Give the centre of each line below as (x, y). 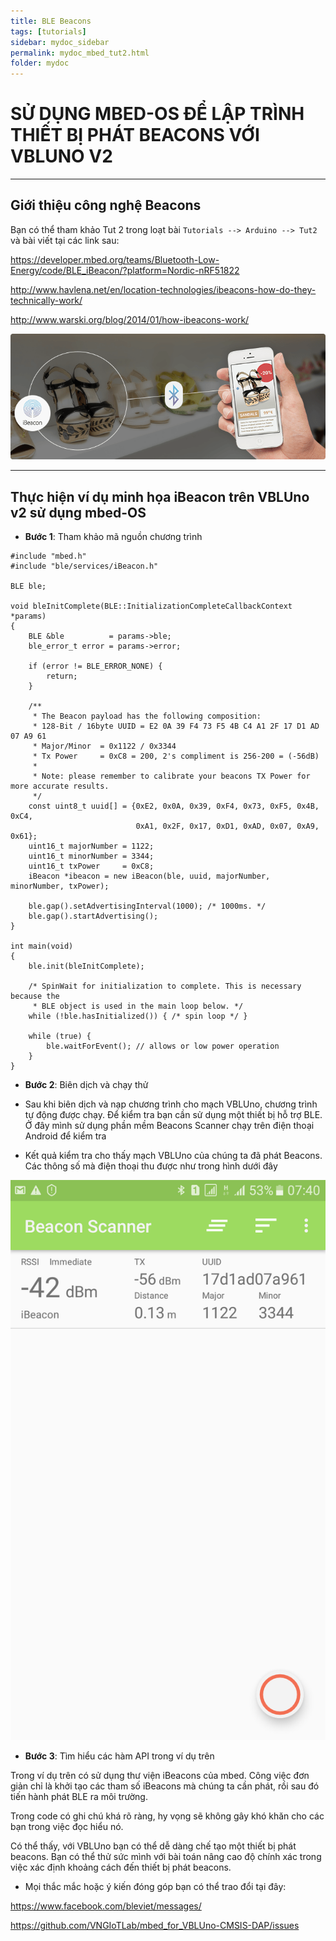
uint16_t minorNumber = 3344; (91, 856)
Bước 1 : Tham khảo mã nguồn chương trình (113, 537)
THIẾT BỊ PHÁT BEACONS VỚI (135, 135)
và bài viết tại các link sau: (65, 240)
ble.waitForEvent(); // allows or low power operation (163, 1046)
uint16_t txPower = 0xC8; (91, 866)
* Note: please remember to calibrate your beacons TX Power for (171, 776)
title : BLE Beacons (51, 21)
